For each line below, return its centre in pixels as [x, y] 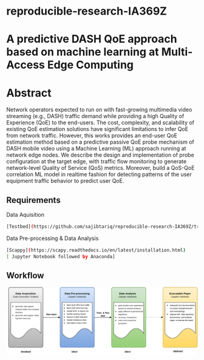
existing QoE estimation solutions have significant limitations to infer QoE [97, 129]
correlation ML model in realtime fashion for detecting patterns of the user [99, 174]
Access [26, 65]
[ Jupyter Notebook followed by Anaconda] [61, 256]
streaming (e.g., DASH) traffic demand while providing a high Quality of [95, 116]
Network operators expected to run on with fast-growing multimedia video [99, 110]
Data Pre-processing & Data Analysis [53, 238]
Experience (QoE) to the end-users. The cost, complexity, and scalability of [100, 122]
